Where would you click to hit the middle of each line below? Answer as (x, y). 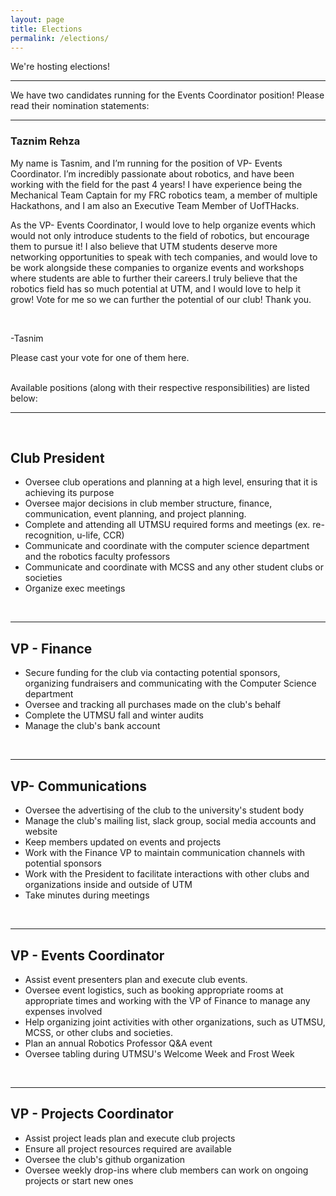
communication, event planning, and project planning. (135, 514)
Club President (57, 458)
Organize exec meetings (75, 588)
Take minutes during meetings (87, 895)
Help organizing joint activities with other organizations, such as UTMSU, (175, 1022)
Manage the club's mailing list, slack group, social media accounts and (170, 821)
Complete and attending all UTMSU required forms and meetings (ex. (167, 525)
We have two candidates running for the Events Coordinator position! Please (167, 95)
